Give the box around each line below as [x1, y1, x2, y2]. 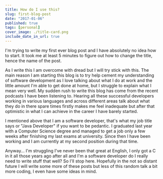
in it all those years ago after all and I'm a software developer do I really [5, 153, 148, 159]
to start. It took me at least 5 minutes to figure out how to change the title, [5, 52, 152, 58]
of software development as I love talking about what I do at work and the [5, 77, 152, 83]
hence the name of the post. [5, 58, 62, 64]
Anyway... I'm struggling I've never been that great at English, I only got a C [5, 147, 156, 153]
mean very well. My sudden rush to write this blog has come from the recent [5, 88, 158, 94]
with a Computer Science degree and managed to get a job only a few [5, 128, 145, 134]
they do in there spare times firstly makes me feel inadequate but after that [5, 103, 155, 109]
